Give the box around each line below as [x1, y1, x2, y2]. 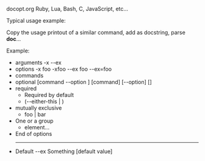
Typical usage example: [6, 17, 66, 24]
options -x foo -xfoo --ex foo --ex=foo [15, 65, 112, 73]
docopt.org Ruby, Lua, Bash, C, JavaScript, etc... [6, 5, 129, 12]
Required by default [24, 91, 74, 98]
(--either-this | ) [24, 98, 64, 105]
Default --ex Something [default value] [15, 148, 113, 155]
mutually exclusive [15, 104, 62, 112]
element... [24, 124, 50, 131]
